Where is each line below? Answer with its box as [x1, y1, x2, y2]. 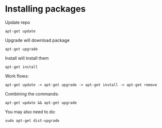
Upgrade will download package [5, 37, 70, 43]
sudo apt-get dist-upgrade [5, 118, 60, 123]
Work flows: [5, 73, 29, 79]
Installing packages [5, 3, 86, 15]
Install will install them [5, 55, 49, 61]
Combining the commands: [5, 91, 59, 96]
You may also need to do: [5, 109, 56, 114]
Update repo [5, 19, 31, 25]
